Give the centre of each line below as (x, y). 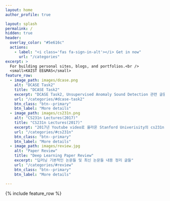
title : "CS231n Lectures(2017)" (48, 123)
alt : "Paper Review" (36, 151)
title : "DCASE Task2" (37, 90)
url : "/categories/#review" (44, 165)
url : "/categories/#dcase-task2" (50, 99)
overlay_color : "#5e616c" (37, 43)
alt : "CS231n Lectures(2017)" (46, 118)
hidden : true (19, 33)
